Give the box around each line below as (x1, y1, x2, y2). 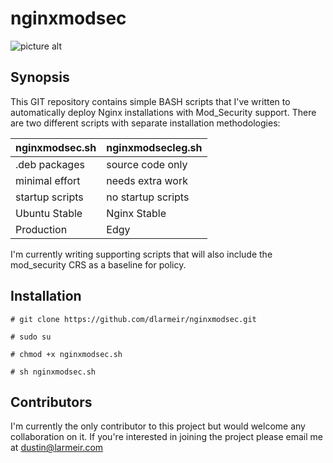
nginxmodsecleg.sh (106, 140, 203, 154)
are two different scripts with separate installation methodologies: (10, 117, 281, 129)
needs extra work (106, 173, 188, 187)
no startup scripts (106, 190, 190, 204)
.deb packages (15, 157, 85, 171)
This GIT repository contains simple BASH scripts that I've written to (10, 95, 291, 107)
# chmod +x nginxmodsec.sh (10, 349, 123, 359)
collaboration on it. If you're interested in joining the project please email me (10, 431, 324, 443)
